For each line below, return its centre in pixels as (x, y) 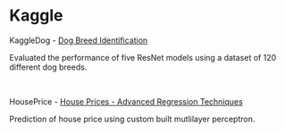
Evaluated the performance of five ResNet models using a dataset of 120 (143, 57)
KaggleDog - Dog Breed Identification (79, 40)
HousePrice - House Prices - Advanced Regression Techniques (126, 101)
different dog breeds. (48, 67)
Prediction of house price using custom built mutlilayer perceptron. (132, 119)
